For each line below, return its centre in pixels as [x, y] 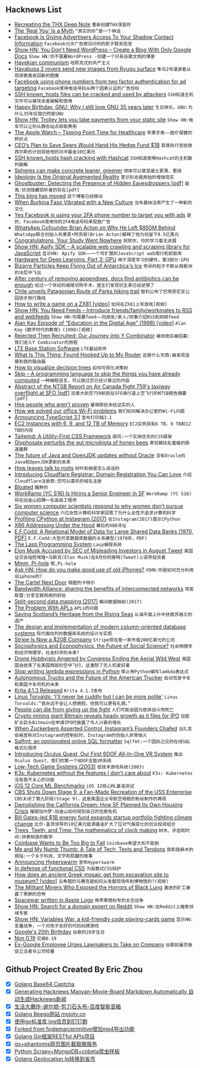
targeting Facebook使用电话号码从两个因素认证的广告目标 [77, 88]
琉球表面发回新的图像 [36, 75]
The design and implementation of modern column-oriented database [100, 627]
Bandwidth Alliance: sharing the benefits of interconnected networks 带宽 [104, 588]
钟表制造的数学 [37, 837]
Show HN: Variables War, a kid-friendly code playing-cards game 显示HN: [104, 919]
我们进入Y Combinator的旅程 [46, 342]
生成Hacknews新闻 [43, 999]
